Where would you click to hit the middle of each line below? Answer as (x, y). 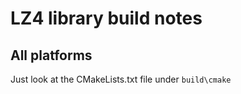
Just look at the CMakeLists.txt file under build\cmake (121, 79)
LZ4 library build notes (106, 18)
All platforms (51, 55)
